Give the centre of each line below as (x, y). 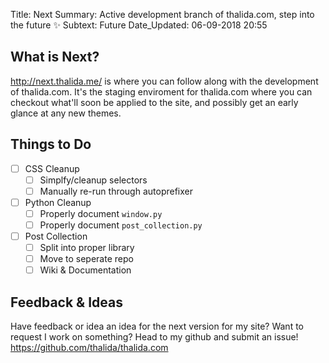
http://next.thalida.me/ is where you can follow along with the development (164, 81)
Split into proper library (87, 248)
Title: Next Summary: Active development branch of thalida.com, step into (162, 14)
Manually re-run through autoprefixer (116, 191)
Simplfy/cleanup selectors (93, 180)
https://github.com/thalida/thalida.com (89, 348)
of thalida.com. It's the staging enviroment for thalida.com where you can (161, 91)
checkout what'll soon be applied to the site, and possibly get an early (154, 102)
